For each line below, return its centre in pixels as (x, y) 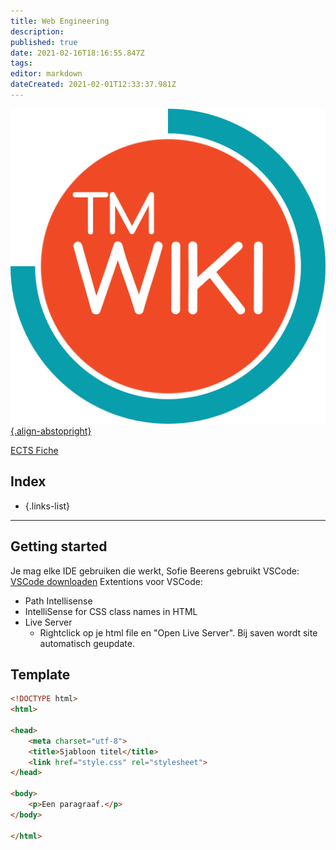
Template (40, 674)
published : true (44, 42)
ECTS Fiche (34, 450)
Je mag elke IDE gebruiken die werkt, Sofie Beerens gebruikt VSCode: (155, 571)
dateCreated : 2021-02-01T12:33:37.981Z (93, 85)
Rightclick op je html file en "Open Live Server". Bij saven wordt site (178, 632)
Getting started (59, 546)
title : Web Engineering (60, 21)
